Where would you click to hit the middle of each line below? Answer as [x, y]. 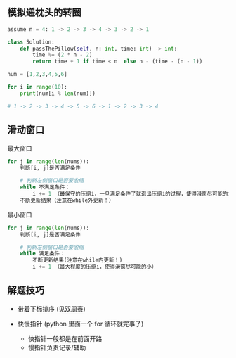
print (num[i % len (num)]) [58, 94]
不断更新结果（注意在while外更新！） [67, 200]
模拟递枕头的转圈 [44, 13]
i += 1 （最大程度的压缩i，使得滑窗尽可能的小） [95, 267]
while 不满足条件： [45, 187]
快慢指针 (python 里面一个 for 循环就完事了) [80, 324]
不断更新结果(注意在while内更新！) [78, 260]
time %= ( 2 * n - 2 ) [63, 55]
